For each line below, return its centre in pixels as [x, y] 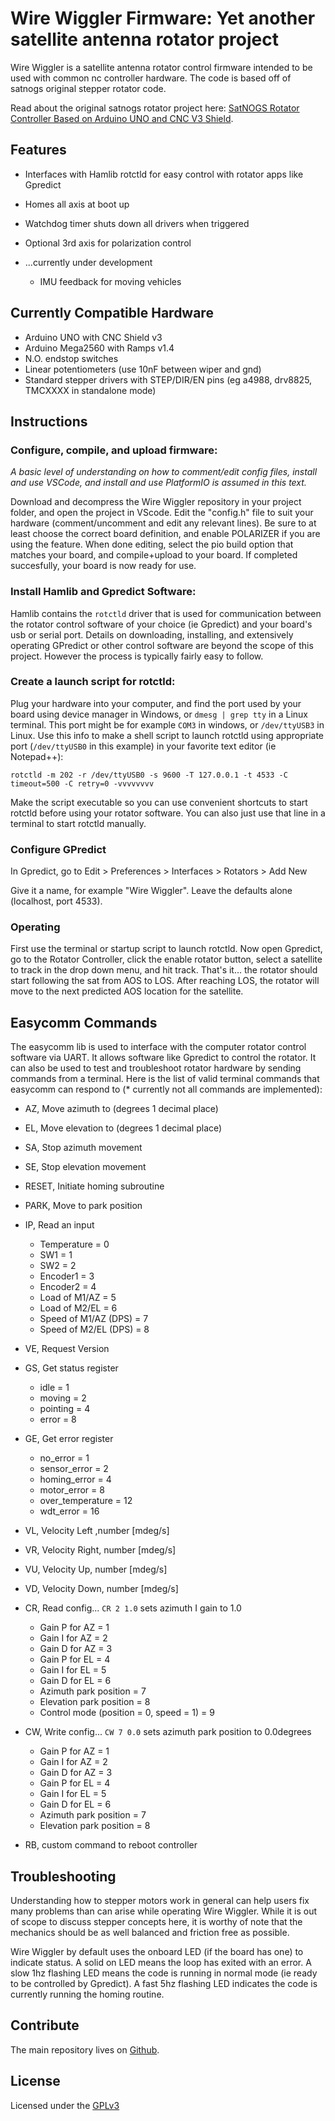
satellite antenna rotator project [145, 39]
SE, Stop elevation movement [85, 1167]
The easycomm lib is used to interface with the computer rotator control [158, 1047]
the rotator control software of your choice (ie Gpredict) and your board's [161, 624]
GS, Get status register [71, 1368]
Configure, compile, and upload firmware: [114, 450]
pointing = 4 [65, 1409]
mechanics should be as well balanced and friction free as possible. [150, 1933]
